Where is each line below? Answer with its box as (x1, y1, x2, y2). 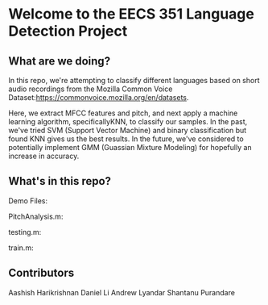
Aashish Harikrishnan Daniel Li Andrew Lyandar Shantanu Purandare (8, 287, 236, 297)
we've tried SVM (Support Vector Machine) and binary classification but (8, 126, 247, 135)
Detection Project (8, 22, 128, 40)
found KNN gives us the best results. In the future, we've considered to (8, 134, 244, 144)
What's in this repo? (8, 174, 111, 188)
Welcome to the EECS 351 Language (8, 5, 255, 23)
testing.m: (8, 227, 42, 236)
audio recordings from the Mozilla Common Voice (8, 84, 173, 94)
